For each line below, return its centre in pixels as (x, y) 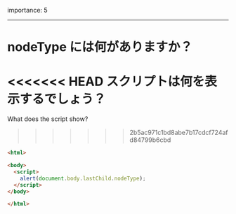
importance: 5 (27, 10)
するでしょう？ (63, 99)
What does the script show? (48, 119)
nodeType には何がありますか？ (100, 47)
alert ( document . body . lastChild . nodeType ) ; (83, 178)
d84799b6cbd (150, 140)
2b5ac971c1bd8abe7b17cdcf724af (179, 133)
